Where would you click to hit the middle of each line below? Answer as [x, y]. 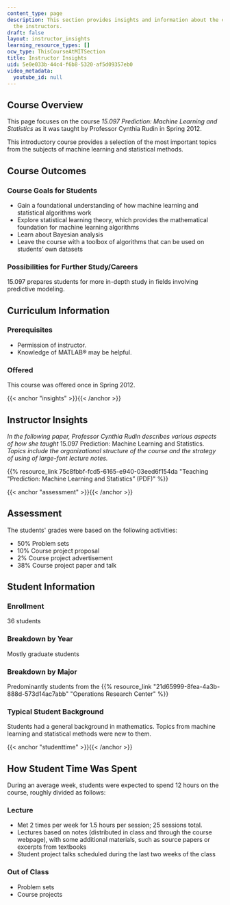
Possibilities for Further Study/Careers [73, 267]
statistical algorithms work [54, 213]
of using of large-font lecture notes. [57, 458]
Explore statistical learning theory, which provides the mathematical [113, 219]
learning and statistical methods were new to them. [79, 734]
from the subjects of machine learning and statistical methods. [95, 149]
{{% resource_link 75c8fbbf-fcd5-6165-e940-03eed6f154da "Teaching [108, 471]
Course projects [40, 894]
